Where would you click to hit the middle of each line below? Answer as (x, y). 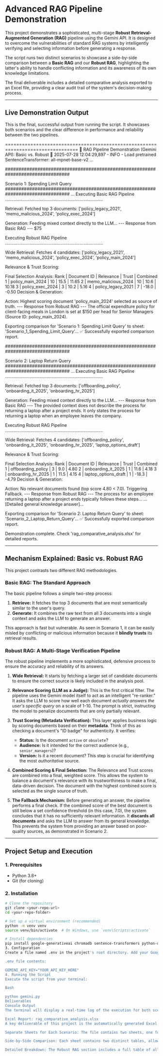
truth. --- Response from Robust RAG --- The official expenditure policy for (80, 306)
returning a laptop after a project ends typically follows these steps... (74, 499)
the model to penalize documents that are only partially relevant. (76, 711)
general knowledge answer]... (54, 504)
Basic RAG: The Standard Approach (48, 583)
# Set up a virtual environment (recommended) (53, 921)
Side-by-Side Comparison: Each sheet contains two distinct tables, (76, 1041)
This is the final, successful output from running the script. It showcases (77, 124)
